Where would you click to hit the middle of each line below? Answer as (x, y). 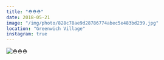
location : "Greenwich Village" (46, 28)
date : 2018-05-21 (28, 17)
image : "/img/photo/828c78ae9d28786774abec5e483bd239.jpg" (83, 23)
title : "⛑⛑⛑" (25, 12)
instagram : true (27, 34)
